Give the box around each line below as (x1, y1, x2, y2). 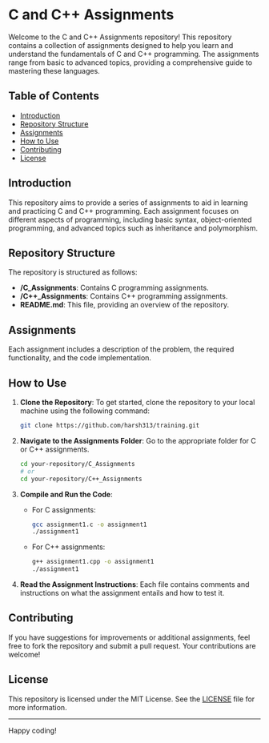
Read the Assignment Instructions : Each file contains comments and (19, 580, 250, 589)
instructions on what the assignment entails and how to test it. (19, 588, 225, 597)
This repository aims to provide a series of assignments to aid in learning (8, 198, 248, 207)
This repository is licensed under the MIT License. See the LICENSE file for (8, 694, 255, 704)
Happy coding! (8, 725, 58, 735)
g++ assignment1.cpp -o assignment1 (31, 558, 155, 566)
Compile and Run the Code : (19, 489, 114, 499)
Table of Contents (8, 90, 100, 103)
